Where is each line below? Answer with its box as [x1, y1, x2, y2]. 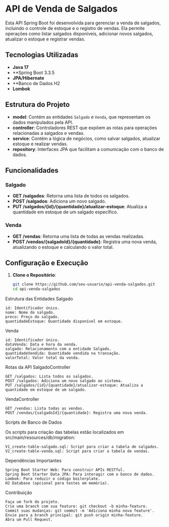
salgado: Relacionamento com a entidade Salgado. [5, 347, 112, 352]
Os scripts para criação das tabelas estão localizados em [5, 429, 125, 435]
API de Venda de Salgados [5, 3, 118, 15]
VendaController [5, 396, 39, 402]
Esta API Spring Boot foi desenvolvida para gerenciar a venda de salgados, [5, 20, 161, 26]
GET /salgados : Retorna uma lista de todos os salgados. [12, 193, 130, 199]
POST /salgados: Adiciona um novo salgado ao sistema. [5, 379, 123, 384]
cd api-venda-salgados [12, 287, 61, 292]
